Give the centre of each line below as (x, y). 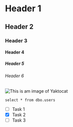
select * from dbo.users (30, 100)
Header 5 (15, 63)
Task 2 (19, 114)
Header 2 (19, 27)
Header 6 (15, 76)
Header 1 (23, 9)
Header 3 (16, 41)
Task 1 (18, 109)
